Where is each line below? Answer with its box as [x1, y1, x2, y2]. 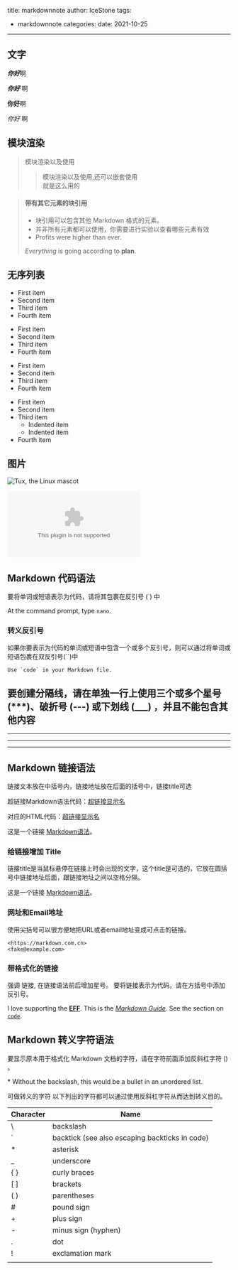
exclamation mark [52, 1248, 112, 1258]
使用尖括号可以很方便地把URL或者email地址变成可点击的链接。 [7, 925, 191, 934]
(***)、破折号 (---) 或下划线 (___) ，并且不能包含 [7, 700, 220, 713]
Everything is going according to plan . [24, 247, 137, 255]
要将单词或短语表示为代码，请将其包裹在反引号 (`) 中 [7, 593, 161, 601]
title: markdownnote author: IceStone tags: [7, 6, 132, 14]
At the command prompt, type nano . [7, 607, 111, 615]
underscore [52, 1156, 91, 1166]
